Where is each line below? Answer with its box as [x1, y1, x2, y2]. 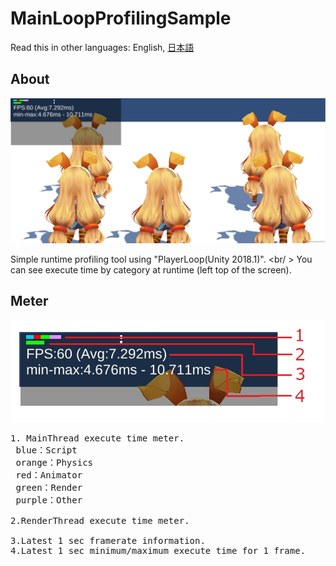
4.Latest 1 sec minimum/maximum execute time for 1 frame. [10, 545, 307, 557]
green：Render [15, 482, 83, 494]
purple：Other [15, 495, 83, 506]
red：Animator [15, 470, 83, 481]
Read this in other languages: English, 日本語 [10, 41, 195, 53]
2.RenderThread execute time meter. [10, 515, 190, 527]
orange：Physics [15, 457, 94, 469]
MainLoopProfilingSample [10, 7, 232, 30]
